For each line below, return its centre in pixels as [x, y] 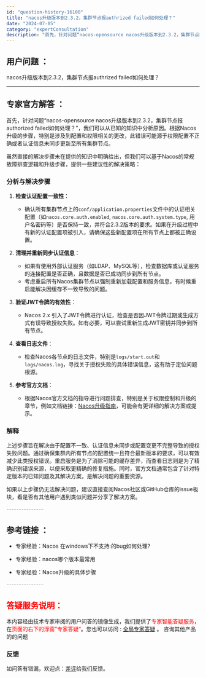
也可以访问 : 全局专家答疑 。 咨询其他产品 [144, 629]
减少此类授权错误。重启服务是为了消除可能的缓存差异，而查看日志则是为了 [100, 461]
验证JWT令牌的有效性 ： [46, 302]
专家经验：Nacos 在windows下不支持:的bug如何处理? [83, 546]
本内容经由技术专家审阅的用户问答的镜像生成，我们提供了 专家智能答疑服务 [100, 621]
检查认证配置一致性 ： [42, 196]
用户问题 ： [28, 61]
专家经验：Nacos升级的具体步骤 [55, 572]
